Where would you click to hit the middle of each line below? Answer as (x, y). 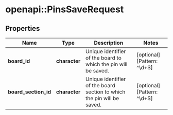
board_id (19, 61)
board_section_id (30, 92)
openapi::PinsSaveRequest (65, 9)
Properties (23, 28)
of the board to (104, 58)
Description (109, 43)
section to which (106, 92)
